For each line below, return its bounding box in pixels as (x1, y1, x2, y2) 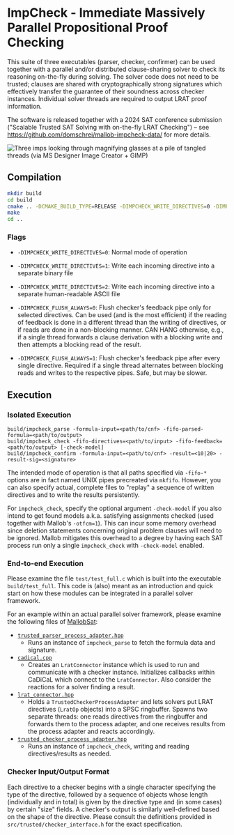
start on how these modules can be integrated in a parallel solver (7, 589, 194, 597)
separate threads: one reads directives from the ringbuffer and (27, 712, 208, 721)
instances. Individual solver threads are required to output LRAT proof (7, 94, 208, 102)
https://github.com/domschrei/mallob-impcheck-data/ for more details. (7, 130, 211, 139)
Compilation (7, 171, 61, 183)
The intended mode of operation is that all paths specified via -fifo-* (7, 468, 208, 477)
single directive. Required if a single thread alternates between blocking (17, 361, 224, 370)
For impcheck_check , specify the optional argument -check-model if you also (7, 504, 222, 513)
